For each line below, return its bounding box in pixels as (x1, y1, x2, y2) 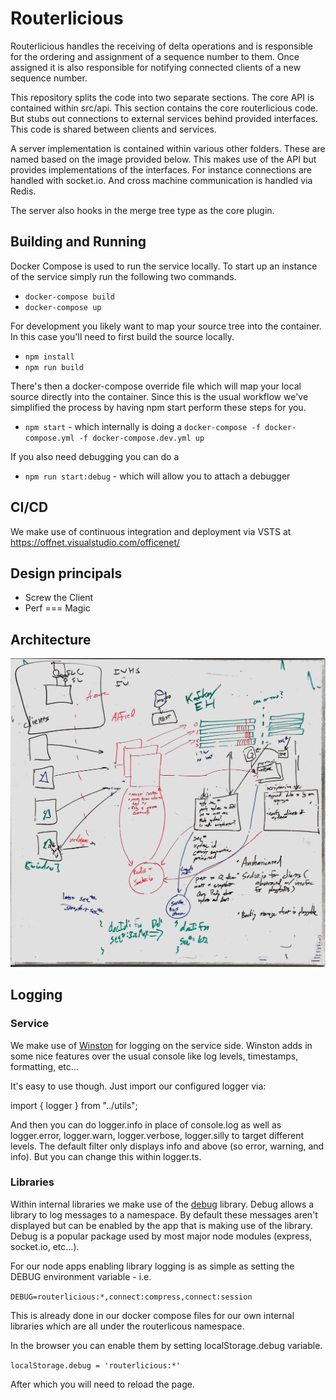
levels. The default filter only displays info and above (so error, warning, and (10, 1140, 325, 1152)
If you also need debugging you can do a (10, 450, 180, 462)
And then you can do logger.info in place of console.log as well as (10, 1118, 282, 1131)
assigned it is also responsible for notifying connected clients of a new (10, 61, 302, 73)
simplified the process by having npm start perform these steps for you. (10, 401, 307, 413)
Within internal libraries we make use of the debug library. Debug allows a (10, 1198, 315, 1210)
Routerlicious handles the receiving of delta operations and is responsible (10, 40, 313, 52)
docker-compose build (24, 292, 115, 302)
